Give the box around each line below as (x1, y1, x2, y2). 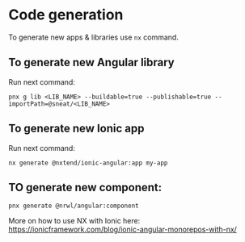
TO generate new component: (8, 180, 163, 194)
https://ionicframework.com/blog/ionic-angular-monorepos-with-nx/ (8, 224, 237, 235)
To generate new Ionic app (8, 122, 145, 136)
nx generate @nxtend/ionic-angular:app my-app (8, 159, 168, 167)
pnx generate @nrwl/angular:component (8, 202, 139, 211)
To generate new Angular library (8, 56, 175, 69)
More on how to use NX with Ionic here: (8, 216, 141, 226)
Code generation (8, 6, 124, 24)
